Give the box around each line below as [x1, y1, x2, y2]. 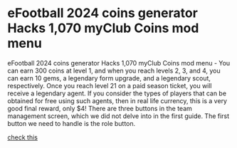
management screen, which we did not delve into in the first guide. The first [7, 112, 230, 120]
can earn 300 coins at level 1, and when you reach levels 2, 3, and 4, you [7, 66, 221, 75]
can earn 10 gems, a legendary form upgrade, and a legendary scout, [7, 73, 211, 83]
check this [7, 133, 38, 142]
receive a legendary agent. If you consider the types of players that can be [7, 89, 226, 97]
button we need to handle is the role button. [7, 119, 136, 127]
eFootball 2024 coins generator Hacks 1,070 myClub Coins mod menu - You [7, 58, 231, 67]
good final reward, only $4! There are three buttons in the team [7, 104, 192, 112]
